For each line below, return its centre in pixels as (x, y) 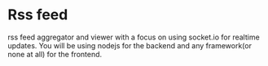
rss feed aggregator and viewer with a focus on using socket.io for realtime (134, 37)
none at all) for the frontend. (55, 54)
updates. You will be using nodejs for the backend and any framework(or (130, 45)
